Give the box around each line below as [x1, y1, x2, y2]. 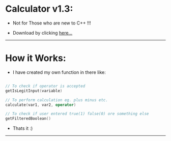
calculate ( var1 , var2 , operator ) [5, 102, 76, 107]
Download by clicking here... [12, 30, 73, 36]
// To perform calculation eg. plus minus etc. [5, 97, 108, 102]
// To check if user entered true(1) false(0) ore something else [5, 111, 149, 117]
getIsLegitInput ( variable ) [5, 88, 63, 93]
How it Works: [5, 52, 66, 64]
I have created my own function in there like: [12, 69, 106, 75]
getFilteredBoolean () [5, 116, 51, 121]
